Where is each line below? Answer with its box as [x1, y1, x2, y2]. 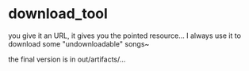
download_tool [8, 5, 109, 23]
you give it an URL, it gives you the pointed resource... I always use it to [8, 31, 242, 40]
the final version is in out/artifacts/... [8, 54, 126, 64]
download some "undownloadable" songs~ [8, 39, 150, 48]
